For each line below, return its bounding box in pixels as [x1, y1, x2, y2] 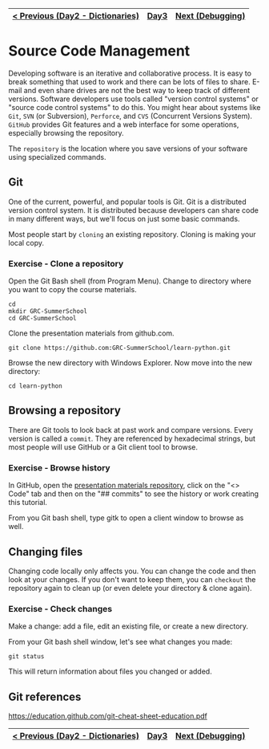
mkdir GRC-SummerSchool [8, 307, 88, 315]
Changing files [8, 545, 83, 559]
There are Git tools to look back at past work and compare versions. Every [8, 425, 254, 434]
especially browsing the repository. [8, 128, 124, 137]
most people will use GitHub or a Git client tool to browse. [8, 442, 199, 452]
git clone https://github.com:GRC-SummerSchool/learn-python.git [8, 344, 231, 352]
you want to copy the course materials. [8, 285, 138, 295]
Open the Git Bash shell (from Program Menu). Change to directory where [8, 276, 252, 286]
